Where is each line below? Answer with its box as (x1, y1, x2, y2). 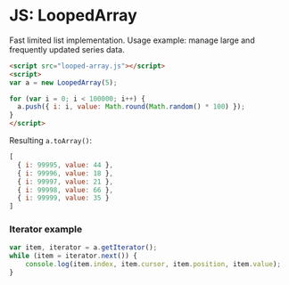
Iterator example (9, 224, 83, 236)
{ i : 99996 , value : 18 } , (17, 168, 114, 178)
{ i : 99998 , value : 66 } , (17, 185, 114, 194)
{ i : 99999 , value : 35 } (17, 193, 110, 203)
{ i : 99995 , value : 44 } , (17, 160, 114, 169)
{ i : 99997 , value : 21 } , (17, 177, 114, 186)
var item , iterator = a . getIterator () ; (9, 243, 158, 252)
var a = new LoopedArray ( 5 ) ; (9, 77, 118, 87)
